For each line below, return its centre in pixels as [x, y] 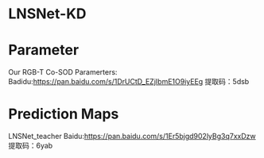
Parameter [44, 50]
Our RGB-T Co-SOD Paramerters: [63, 72]
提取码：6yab [31, 146]
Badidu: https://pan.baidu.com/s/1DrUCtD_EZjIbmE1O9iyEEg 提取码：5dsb [129, 82]
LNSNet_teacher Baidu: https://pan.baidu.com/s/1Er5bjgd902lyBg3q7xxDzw [132, 137]
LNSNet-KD [47, 14]
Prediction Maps [64, 114]
